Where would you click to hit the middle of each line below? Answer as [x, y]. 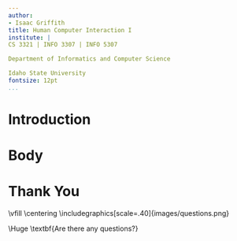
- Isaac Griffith [37, 23]
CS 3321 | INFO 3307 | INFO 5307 [63, 45]
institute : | [30, 37]
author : [21, 15]
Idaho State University [47, 73]
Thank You [44, 192]
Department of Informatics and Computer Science [89, 59]
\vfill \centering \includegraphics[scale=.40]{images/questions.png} [119, 213]
